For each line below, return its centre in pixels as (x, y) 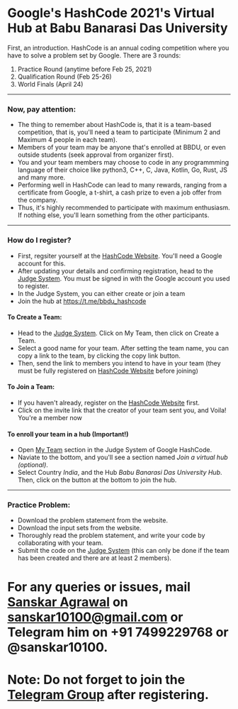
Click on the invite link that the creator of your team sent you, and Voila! (122, 410)
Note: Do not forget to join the (96, 680)
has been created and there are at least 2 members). (95, 558)
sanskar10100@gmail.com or (95, 617)
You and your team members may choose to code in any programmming (123, 163)
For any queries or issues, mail (99, 587)
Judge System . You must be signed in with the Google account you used (124, 278)
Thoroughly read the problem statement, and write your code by (111, 535)
